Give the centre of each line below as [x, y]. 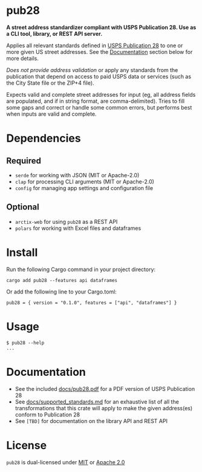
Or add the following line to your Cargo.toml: [61, 292]
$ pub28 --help [25, 343]
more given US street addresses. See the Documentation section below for [99, 51]
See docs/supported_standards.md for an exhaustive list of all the [97, 402]
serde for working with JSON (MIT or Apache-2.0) [77, 175]
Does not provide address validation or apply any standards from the [92, 70]
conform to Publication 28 [47, 415]
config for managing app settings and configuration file [84, 188]
